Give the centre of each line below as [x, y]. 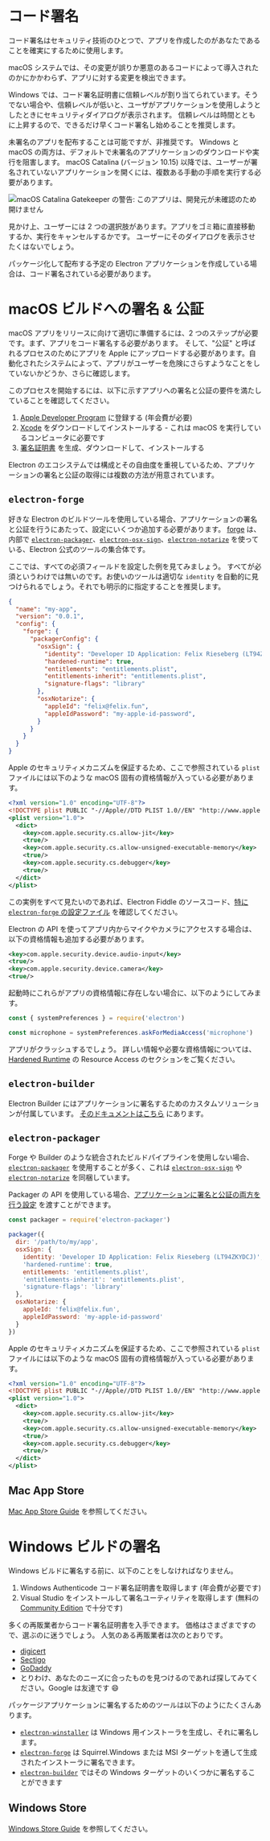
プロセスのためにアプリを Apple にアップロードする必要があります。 [135, 353]
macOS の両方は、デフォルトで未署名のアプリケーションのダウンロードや [131, 152]
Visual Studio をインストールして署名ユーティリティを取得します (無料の [139, 1597]
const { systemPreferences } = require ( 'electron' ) [96, 1019]
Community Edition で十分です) [71, 1608]
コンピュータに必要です [66, 437]
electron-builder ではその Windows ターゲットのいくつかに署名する [134, 1772]
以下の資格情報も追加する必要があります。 [78, 939]
